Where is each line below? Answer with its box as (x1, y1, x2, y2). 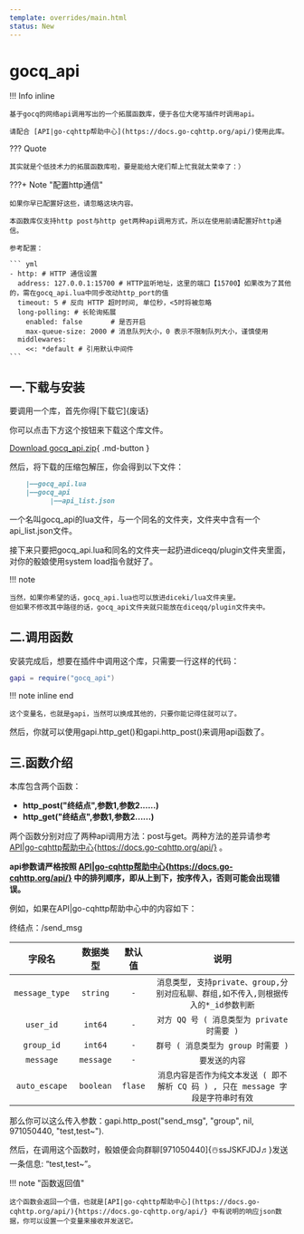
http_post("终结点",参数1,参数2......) (22, 800, 159, 811)
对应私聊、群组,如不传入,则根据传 (164, 988, 290, 999)
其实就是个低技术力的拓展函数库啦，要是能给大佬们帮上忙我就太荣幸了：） (9, 162, 246, 172)
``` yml (9, 260, 39, 269)
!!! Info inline (9, 91, 56, 101)
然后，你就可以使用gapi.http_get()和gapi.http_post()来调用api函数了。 (9, 726, 270, 737)
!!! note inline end (9, 689, 74, 700)
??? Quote (9, 143, 47, 154)
